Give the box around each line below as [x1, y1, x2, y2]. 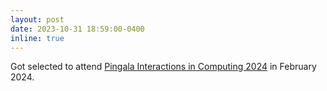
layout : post [10, 14, 65, 25]
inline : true [10, 33, 65, 43]
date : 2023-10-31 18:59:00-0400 [10, 24, 145, 34]
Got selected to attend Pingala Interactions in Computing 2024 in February [10, 61, 317, 73]
